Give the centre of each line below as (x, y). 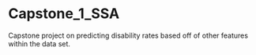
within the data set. (40, 43)
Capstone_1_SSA (64, 14)
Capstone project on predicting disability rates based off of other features (128, 35)
